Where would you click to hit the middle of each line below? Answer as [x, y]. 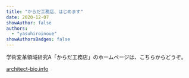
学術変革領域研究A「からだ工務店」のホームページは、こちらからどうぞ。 [96, 57]
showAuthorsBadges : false [38, 39]
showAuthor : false [29, 23]
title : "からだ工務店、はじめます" [45, 12]
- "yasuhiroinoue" [34, 34]
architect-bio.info [27, 69]
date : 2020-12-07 [28, 17]
